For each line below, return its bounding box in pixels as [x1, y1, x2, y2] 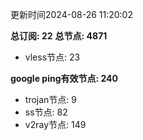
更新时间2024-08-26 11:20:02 [10, 9, 133, 20]
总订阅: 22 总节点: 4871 [10, 30, 108, 42]
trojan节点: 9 [24, 94, 77, 105]
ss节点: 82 [24, 106, 68, 118]
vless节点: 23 [24, 51, 81, 63]
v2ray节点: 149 [24, 119, 87, 130]
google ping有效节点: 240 [10, 73, 118, 84]
